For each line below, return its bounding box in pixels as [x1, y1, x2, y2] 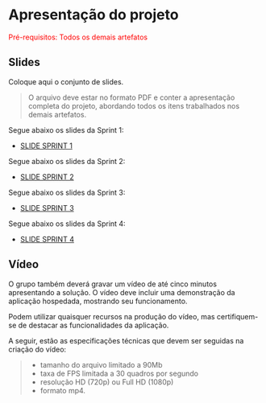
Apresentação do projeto [8, 6, 179, 24]
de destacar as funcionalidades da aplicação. [18, 320, 169, 330]
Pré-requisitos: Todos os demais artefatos [8, 32, 148, 42]
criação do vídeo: [8, 344, 67, 354]
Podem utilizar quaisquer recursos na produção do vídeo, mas [8, 311, 215, 321]
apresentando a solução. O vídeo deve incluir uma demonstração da [8, 287, 235, 297]
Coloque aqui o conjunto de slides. [8, 76, 124, 86]
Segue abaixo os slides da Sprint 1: [8, 125, 124, 134]
